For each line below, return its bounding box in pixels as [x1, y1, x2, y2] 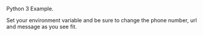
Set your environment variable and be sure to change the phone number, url [6, 17, 197, 23]
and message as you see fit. [6, 23, 77, 30]
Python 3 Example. [6, 5, 54, 12]
